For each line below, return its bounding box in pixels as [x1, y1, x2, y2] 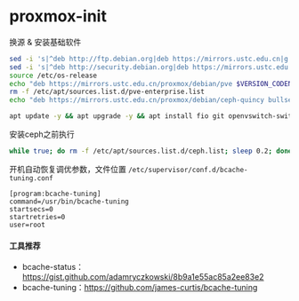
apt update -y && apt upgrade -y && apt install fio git [9, 112, 225, 121]
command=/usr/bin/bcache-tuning [9, 197, 129, 206]
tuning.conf [9, 173, 53, 183]
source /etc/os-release [9, 71, 98, 80]
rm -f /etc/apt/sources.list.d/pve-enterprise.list [9, 87, 205, 97]
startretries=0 [9, 212, 66, 221]
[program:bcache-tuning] [9, 189, 101, 198]
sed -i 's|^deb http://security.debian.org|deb [9, 62, 190, 72]
